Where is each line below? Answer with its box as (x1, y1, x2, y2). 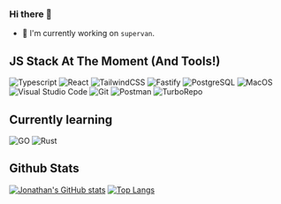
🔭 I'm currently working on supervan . (21, 28, 156, 39)
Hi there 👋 (9, 8, 53, 20)
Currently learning (9, 112, 113, 127)
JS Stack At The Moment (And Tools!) (9, 53, 221, 69)
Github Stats (9, 161, 80, 176)
